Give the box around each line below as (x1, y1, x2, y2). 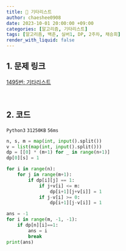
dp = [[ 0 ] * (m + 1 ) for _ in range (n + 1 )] (6, 150, 111, 156)
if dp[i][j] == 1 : (28, 177, 75, 183)
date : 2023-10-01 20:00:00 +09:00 (6, 20, 94, 26)
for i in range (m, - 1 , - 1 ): (6, 216, 78, 222)
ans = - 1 (6, 211, 29, 217)
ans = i (28, 227, 47, 234)
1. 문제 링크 (6, 61, 46, 72)
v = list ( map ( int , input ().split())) (6, 143, 102, 150)
